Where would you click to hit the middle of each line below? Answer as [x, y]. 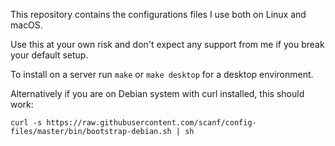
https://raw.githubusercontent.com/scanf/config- [151, 123]
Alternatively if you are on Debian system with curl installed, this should [157, 93]
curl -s [26, 123]
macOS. [26, 25]
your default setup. [49, 55]
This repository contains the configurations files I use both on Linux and [158, 14]
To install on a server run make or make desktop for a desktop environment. [162, 74]
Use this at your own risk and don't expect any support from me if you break [167, 44]
